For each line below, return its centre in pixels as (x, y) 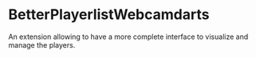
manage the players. (42, 44)
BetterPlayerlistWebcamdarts (109, 15)
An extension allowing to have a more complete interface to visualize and (128, 37)
